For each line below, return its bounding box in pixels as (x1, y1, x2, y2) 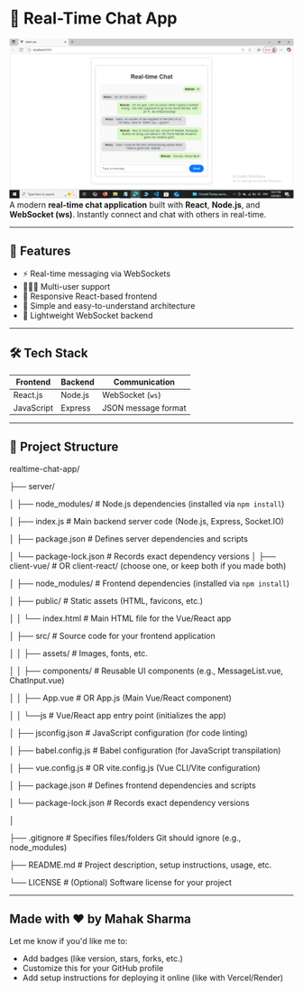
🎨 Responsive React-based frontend (22, 291, 158, 301)
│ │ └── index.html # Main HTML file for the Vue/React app (9, 613, 232, 624)
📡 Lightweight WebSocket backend (22, 310, 153, 320)
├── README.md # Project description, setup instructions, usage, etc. (9, 859, 272, 870)
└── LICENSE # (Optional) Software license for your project (9, 876, 233, 887)
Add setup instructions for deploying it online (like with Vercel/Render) (22, 972, 284, 983)
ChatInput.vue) (9, 674, 65, 685)
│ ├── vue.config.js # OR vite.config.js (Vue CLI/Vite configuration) (9, 762, 261, 773)
